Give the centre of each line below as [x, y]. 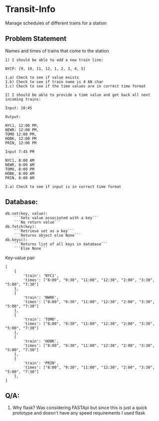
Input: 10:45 [19, 108]
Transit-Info [30, 9]
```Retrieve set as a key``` [44, 231]
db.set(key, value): [27, 213]
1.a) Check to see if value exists [42, 77]
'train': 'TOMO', [41, 319]
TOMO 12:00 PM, [21, 134]
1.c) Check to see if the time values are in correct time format [76, 86]
